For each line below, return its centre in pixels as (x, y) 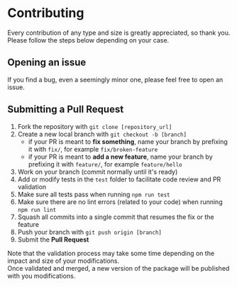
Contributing (46, 13)
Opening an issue (47, 63)
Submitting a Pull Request (66, 109)
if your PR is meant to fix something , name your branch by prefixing (128, 141)
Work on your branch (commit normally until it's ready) (98, 171)
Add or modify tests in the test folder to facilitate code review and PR (119, 179)
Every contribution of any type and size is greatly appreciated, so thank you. (119, 33)
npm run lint (37, 210)
